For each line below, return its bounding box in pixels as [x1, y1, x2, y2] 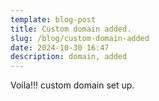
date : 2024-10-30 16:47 [10, 42, 110, 53]
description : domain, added [10, 52, 128, 62]
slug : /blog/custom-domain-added [10, 33, 150, 43]
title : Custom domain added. [10, 24, 132, 34]
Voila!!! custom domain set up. [10, 79, 135, 91]
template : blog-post [10, 14, 97, 25]
